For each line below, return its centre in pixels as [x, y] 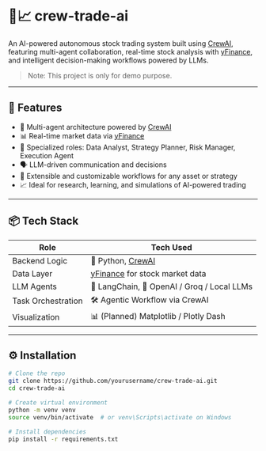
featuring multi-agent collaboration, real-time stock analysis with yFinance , [131, 51]
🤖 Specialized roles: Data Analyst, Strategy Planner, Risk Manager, [127, 147]
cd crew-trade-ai [37, 388]
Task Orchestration [47, 301]
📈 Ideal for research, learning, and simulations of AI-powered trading [133, 184]
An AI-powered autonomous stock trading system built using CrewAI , [121, 43]
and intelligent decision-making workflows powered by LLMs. [108, 60]
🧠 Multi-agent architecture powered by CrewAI [95, 127]
